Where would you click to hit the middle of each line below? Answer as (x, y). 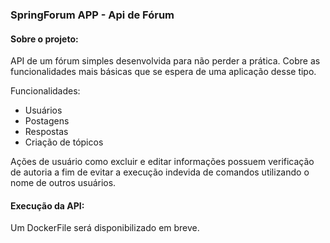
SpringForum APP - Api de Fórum (92, 15)
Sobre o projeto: (44, 39)
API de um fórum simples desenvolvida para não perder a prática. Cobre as (165, 61)
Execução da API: (47, 205)
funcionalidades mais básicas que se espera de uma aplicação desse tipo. (163, 72)
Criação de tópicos (64, 142)
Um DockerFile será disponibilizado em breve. (105, 228)
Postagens (47, 121)
